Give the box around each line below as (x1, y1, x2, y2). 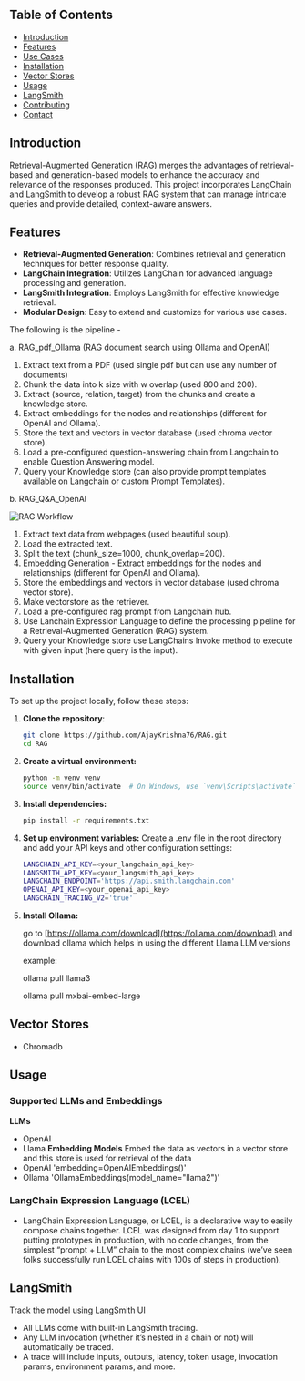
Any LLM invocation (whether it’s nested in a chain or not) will (22, 1332, 254, 1343)
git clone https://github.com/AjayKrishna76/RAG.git (22, 731, 228, 741)
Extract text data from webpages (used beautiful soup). (22, 528, 231, 540)
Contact (22, 108, 53, 119)
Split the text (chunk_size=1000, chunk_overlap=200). (22, 548, 226, 559)
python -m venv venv (22, 773, 101, 783)
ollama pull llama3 (22, 973, 91, 983)
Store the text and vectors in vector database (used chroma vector (22, 427, 273, 438)
